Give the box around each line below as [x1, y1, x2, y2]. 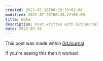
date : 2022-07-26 [5, 26, 42, 32]
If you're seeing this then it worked [5, 50, 78, 56]
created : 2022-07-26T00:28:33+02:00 [5, 7, 83, 13]
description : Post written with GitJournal [5, 21, 99, 27]
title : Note [5, 17, 30, 22]
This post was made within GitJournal [5, 40, 84, 46]
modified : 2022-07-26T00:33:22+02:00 [5, 12, 85, 17]
